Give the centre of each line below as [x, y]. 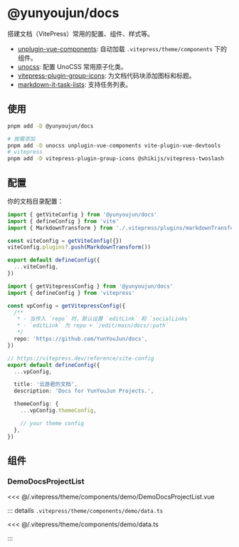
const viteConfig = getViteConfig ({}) [65, 241]
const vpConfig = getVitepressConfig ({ [67, 306]
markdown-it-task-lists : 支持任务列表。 [75, 84]
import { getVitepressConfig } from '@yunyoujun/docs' [90, 286]
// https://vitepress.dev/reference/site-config [81, 358]
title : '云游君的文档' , [46, 385]
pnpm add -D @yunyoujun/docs [51, 126]
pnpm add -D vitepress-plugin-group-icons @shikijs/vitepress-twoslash [116, 159]
